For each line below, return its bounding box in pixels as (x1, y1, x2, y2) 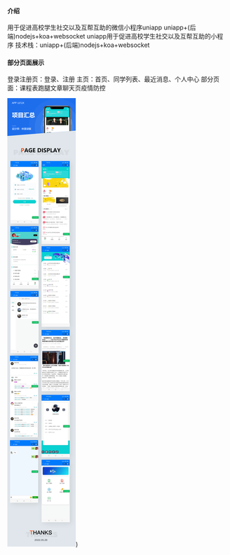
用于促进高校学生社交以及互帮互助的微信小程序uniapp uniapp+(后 (7, 23, 196, 32)
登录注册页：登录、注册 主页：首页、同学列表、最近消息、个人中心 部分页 (7, 75, 219, 83)
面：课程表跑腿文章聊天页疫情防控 (7, 84, 106, 92)
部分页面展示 (7, 58, 44, 67)
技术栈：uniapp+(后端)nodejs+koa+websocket (15, 41, 150, 49)
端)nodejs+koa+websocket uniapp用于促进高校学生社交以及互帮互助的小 (7, 32, 217, 41)
